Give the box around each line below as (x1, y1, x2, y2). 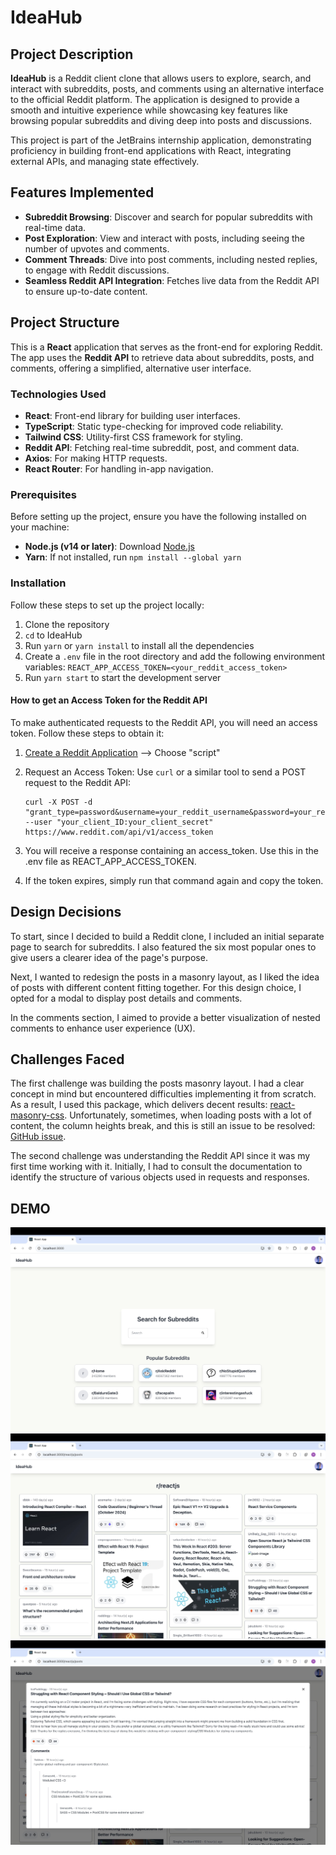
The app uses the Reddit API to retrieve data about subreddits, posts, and (10, 351, 315, 363)
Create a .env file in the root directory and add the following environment (24, 650, 326, 662)
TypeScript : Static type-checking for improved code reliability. (24, 420, 284, 432)
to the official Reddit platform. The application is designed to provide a (10, 94, 300, 105)
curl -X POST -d (24, 797, 93, 807)
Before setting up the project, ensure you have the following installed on (10, 511, 307, 523)
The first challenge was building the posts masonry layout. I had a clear (10, 1077, 305, 1090)
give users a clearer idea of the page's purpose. (10, 951, 208, 963)
